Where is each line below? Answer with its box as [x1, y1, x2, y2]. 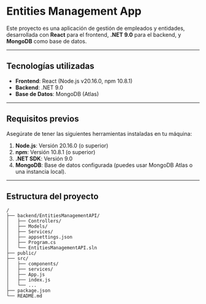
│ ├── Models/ [6, 223, 48, 230]
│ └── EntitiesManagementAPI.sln [6, 245, 97, 251]
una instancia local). [15, 168, 66, 175]
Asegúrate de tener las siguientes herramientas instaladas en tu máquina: [6, 130, 192, 137]
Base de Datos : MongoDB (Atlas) [15, 90, 99, 97]
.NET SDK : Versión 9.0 [15, 155, 73, 162]
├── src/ [6, 256, 29, 262]
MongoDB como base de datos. [6, 37, 87, 45]
